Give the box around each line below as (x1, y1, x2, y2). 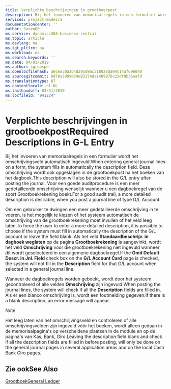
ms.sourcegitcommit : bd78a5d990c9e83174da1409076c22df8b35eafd (5, 74, 142, 79)
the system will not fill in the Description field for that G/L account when (5, 261, 157, 267)
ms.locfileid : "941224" (5, 93, 56, 98)
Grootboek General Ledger (5, 378, 60, 384)
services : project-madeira (5, 17, 63, 22)
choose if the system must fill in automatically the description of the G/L (5, 228, 156, 235)
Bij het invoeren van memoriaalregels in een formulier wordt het (5, 153, 138, 160)
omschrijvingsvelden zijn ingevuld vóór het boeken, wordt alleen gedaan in (5, 323, 162, 329)
